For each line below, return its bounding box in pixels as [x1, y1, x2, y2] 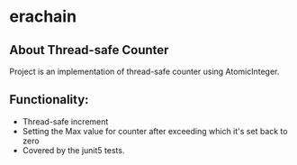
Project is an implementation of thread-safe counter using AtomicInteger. [9, 66, 280, 77]
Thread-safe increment [22, 115, 109, 127]
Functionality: [9, 92, 89, 107]
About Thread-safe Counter [9, 42, 169, 58]
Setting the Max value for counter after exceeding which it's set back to [22, 125, 288, 136]
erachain [9, 6, 77, 27]
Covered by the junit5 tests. [22, 144, 125, 155]
